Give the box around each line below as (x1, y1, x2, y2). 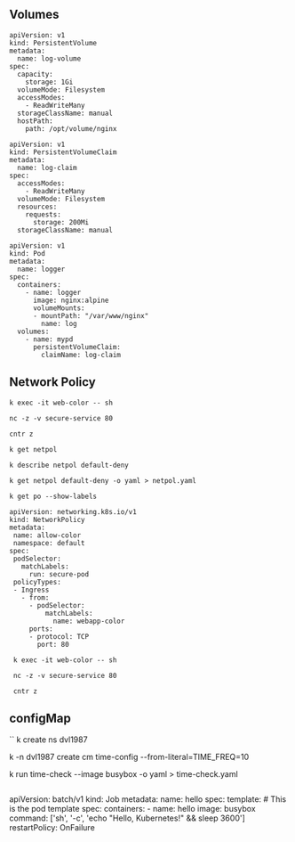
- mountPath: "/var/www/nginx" (32, 311, 149, 320)
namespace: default (12, 538, 86, 547)
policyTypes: (12, 577, 62, 586)
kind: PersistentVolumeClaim (9, 147, 117, 157)
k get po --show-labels (9, 492, 98, 501)
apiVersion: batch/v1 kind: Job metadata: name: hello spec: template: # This (9, 794, 287, 805)
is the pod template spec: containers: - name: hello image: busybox (9, 804, 256, 814)
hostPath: (17, 116, 53, 126)
